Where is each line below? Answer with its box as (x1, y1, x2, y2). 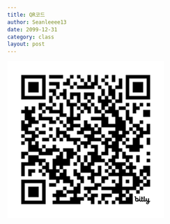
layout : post (7, 40, 45, 48)
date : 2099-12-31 (7, 26, 58, 33)
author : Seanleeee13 (7, 18, 68, 26)
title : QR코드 (7, 11, 45, 18)
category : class (7, 33, 54, 40)
